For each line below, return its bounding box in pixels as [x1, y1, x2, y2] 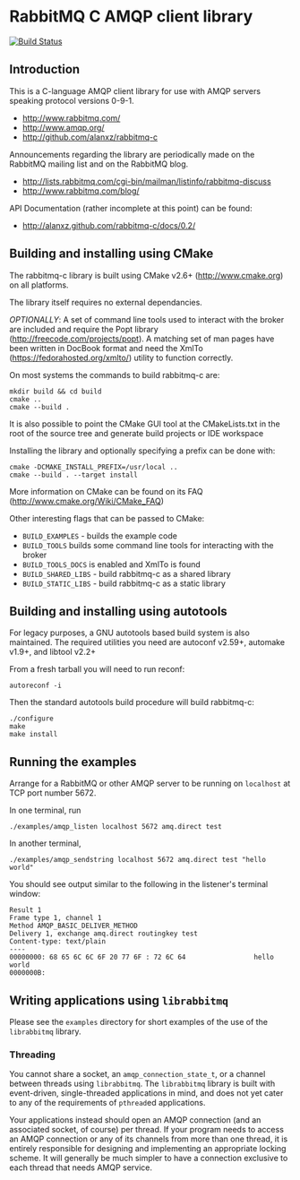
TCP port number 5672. [9, 788, 97, 798]
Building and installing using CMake [9, 246, 214, 262]
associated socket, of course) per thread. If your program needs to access [9, 1124, 285, 1135]
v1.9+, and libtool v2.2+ [9, 647, 97, 658]
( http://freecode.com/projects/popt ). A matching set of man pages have [9, 333, 275, 344]
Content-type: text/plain [9, 937, 106, 946]
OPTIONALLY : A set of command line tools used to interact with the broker [9, 314, 285, 324]
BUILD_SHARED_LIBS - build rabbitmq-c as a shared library [21, 568, 231, 579]
